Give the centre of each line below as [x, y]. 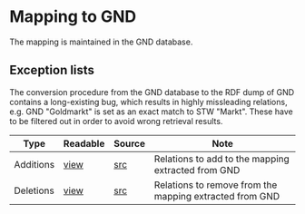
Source [129, 143]
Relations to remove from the [216, 185]
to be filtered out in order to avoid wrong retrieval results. [116, 121]
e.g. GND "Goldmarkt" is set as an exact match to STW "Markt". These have [151, 112]
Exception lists [52, 70]
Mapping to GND [73, 17]
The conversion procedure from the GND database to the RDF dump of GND [152, 92]
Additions [34, 164]
